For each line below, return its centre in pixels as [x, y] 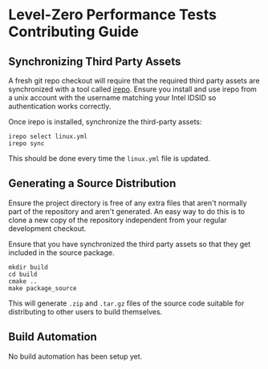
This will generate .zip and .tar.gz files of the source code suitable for [126, 303]
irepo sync [26, 144]
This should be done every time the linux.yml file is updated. [110, 158]
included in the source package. [61, 252]
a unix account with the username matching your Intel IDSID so [112, 97]
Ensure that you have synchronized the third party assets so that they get [130, 244]
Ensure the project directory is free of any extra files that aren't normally [128, 203]
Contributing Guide [73, 32]
